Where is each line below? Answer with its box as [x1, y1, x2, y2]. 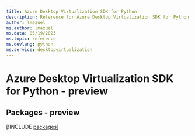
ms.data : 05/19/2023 [6, 30, 57, 36]
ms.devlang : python [6, 42, 54, 47]
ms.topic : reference [6, 36, 57, 42]
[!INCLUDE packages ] [6, 123, 59, 130]
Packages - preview [6, 108, 80, 118]
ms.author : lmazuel [6, 25, 54, 31]
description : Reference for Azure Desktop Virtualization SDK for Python [6, 14, 190, 20]
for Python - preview [6, 84, 108, 97]
